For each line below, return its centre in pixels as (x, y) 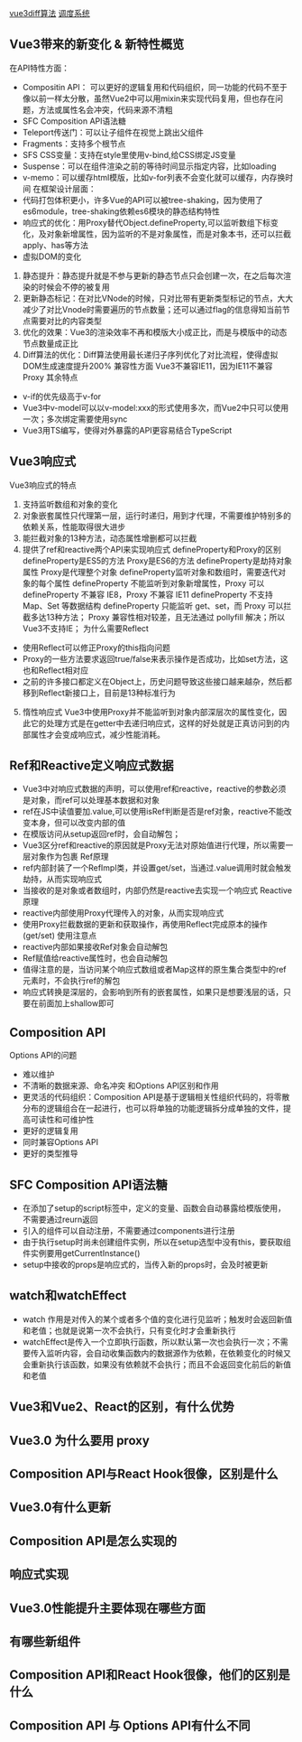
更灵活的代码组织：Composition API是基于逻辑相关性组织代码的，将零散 (156, 1097)
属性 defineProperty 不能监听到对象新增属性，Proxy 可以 (159, 583)
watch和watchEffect (68, 1295)
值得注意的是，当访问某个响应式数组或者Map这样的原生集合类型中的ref (154, 970)
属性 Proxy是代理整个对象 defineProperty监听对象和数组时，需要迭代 (150, 572)
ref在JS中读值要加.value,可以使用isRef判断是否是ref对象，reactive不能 (153, 812)
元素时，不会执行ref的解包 (71, 981)
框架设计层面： (68, 189)
